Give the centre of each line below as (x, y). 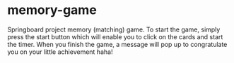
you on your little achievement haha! (60, 52)
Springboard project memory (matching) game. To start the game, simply (114, 29)
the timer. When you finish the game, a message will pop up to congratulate (117, 44)
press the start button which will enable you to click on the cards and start (115, 36)
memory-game (52, 10)
